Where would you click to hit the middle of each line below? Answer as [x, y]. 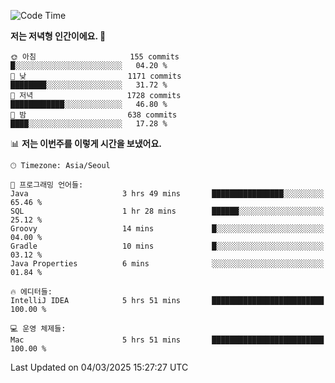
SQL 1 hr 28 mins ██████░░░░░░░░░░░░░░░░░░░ [167, 211]
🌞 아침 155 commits [95, 57]
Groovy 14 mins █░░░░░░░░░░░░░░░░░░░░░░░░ [167, 229]
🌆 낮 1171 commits [96, 76]
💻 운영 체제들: [38, 329]
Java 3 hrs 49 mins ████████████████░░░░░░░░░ [167, 194]
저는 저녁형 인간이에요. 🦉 [58, 36]
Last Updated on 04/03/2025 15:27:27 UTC [99, 367]
